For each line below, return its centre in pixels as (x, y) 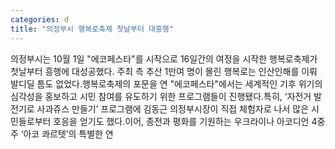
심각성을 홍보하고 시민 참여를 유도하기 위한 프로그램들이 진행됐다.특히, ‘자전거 (161, 96)
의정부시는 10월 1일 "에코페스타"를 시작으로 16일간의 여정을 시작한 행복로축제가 (164, 58)
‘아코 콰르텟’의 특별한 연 (67, 133)
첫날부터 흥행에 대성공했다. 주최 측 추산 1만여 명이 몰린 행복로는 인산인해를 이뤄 (164, 71)
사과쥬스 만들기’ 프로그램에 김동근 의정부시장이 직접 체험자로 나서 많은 (173, 108)
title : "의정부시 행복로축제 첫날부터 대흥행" (92, 29)
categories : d (40, 19)
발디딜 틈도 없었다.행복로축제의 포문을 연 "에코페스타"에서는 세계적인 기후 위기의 (166, 83)
